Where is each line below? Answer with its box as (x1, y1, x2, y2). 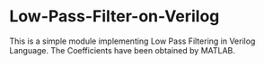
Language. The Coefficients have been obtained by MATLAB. (9, 45, 236, 55)
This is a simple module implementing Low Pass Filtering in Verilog (9, 36, 256, 46)
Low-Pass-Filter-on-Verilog (9, 6, 220, 27)
